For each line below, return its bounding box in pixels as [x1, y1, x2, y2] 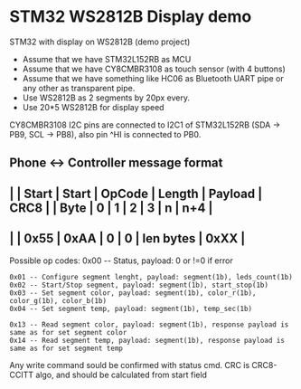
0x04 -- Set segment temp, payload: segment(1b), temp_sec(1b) [9, 304, 253, 313]
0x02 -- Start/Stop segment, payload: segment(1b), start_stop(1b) [9, 280, 269, 289]
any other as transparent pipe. [22, 82, 136, 93]
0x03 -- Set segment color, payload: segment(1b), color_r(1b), [9, 288, 257, 298]
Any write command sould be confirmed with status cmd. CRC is [9, 359, 250, 370]
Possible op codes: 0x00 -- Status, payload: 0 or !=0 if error [9, 255, 233, 266]
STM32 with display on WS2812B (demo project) [9, 36, 191, 47]
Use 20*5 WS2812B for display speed [22, 101, 165, 112]
